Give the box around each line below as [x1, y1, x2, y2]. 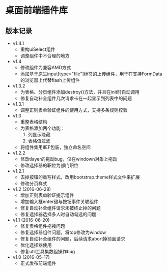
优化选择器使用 [20, 242, 52, 248]
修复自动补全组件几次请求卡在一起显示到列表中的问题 [20, 95, 132, 101]
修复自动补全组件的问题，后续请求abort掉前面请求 [20, 236, 126, 242]
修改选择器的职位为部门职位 [20, 162, 79, 168]
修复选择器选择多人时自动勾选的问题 [20, 212, 97, 217]
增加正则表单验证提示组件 [20, 192, 74, 198]
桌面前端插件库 [5, 5, 68, 16]
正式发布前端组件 [20, 260, 57, 266]
